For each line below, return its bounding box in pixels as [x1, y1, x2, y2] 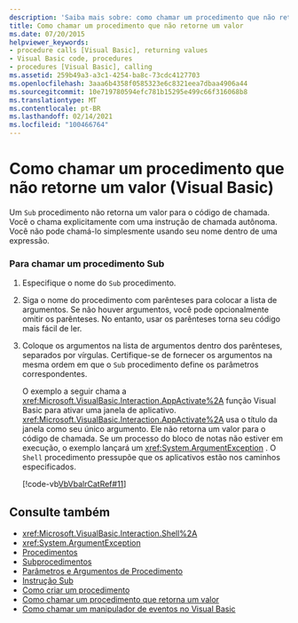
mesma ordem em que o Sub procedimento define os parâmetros [21, 359, 259, 370]
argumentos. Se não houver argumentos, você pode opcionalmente [21, 304, 269, 315]
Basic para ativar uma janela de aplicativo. [21, 405, 176, 416]
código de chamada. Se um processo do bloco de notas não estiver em [21, 433, 284, 444]
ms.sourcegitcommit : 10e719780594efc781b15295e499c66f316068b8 [9, 87, 248, 96]
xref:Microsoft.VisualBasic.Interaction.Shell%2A [21, 528, 198, 539]
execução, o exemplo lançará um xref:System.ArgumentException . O [21, 443, 277, 453]
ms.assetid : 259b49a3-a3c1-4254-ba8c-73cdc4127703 [9, 71, 200, 80]
